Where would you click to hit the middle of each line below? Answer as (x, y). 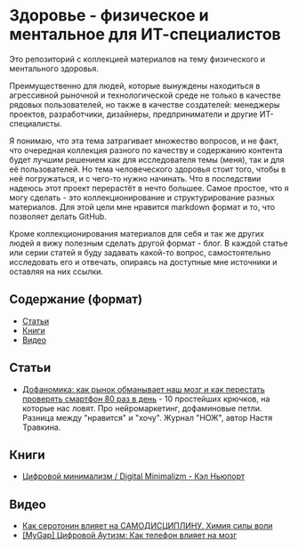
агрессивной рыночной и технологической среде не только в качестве (145, 95)
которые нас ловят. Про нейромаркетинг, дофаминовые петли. (142, 408)
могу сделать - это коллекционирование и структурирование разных (142, 198)
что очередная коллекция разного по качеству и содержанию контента (146, 150)
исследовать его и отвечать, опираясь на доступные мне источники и (143, 262)
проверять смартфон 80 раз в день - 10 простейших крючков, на (146, 399)
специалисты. (36, 123)
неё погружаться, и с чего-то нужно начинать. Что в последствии (135, 178)
